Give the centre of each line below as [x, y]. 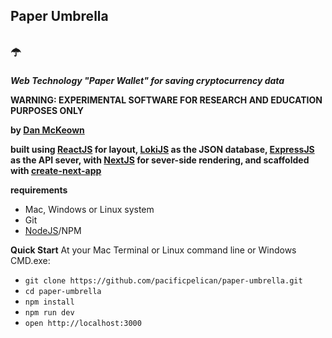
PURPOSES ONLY [47, 111]
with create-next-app [56, 171]
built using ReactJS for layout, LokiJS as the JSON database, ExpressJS [162, 150]
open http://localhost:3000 [83, 324]
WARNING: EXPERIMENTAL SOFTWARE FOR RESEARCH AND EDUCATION [166, 100]
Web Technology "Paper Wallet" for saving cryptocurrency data [147, 81]
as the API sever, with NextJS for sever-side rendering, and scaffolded [160, 160]
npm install [49, 302]
